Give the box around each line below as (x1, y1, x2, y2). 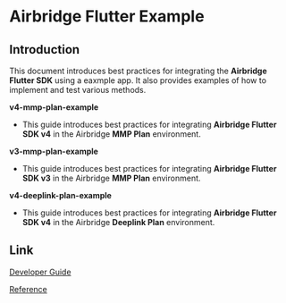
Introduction (9, 42, 80, 57)
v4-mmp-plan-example (9, 102, 99, 113)
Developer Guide (9, 266, 71, 277)
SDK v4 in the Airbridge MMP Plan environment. (21, 129, 201, 139)
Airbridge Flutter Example (9, 6, 205, 27)
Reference (9, 283, 47, 294)
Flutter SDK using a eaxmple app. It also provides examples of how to (9, 75, 266, 86)
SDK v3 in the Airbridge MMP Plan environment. (21, 173, 201, 183)
